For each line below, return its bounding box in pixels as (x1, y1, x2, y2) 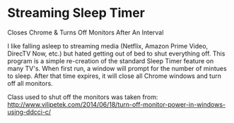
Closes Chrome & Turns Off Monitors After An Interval (7, 28, 164, 37)
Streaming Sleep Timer (7, 5, 145, 21)
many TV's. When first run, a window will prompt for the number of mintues (7, 64, 228, 72)
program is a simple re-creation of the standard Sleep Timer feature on (7, 56, 214, 65)
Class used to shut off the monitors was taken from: (7, 93, 158, 101)
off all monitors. (7, 79, 53, 87)
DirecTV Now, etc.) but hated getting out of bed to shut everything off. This (7, 49, 226, 58)
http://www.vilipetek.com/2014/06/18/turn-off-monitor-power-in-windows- (7, 100, 226, 108)
